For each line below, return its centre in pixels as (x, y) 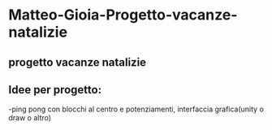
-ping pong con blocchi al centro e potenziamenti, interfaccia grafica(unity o (136, 109)
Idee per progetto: (55, 90)
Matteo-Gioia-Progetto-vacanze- (123, 15)
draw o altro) (30, 118)
